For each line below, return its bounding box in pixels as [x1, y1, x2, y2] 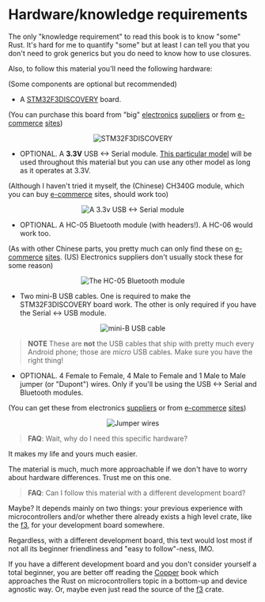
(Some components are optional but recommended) [8, 79, 178, 89]
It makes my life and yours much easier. [8, 449, 138, 458]
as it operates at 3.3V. [19, 165, 91, 175]
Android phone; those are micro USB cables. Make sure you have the [27, 346, 253, 357]
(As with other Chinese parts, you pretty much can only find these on [8, 244, 233, 253]
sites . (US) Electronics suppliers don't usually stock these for [44, 252, 244, 262]
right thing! [27, 355, 64, 365]
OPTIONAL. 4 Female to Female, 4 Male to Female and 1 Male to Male [19, 370, 247, 381]
